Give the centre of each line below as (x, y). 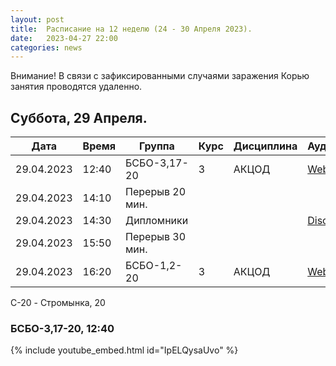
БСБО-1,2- (154, 266)
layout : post (37, 19)
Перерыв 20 (156, 192)
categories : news (46, 47)
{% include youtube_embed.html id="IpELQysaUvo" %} (124, 350)
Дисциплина (265, 146)
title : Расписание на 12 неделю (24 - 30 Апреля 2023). (131, 29)
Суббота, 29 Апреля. (79, 117)
